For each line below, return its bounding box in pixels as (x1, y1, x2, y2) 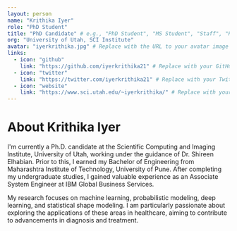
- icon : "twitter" (13, 69, 68, 76)
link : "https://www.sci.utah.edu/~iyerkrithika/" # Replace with (20, 89, 217, 96)
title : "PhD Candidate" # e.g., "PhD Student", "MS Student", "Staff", (7, 30, 222, 37)
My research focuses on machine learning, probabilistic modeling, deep (7, 194, 217, 202)
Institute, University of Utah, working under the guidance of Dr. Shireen (7, 150, 214, 158)
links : (7, 50, 27, 57)
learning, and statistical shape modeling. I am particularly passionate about (7, 201, 226, 210)
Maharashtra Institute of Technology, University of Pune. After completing (7, 165, 222, 173)
